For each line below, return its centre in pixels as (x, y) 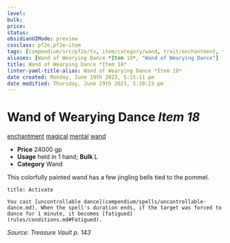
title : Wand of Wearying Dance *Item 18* (67, 64)
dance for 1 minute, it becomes (53, 214)
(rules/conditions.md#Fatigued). (55, 220)
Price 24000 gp (39, 150)
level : (16, 13)
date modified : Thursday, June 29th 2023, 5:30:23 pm (86, 84)
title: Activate (30, 190)
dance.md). (23, 208)
